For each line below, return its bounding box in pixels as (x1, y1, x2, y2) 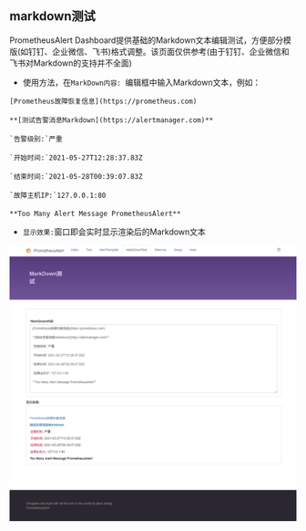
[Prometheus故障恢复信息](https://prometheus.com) (9, 97, 198, 106)
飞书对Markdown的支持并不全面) (9, 57, 132, 68)
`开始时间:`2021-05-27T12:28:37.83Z (9, 153, 143, 162)
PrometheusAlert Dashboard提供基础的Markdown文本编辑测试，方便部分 (9, 35, 284, 46)
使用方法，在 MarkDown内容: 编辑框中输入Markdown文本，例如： (22, 77, 261, 88)
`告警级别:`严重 (9, 134, 63, 143)
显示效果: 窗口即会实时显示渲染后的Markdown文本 (22, 226, 207, 237)
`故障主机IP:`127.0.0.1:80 (9, 191, 107, 200)
